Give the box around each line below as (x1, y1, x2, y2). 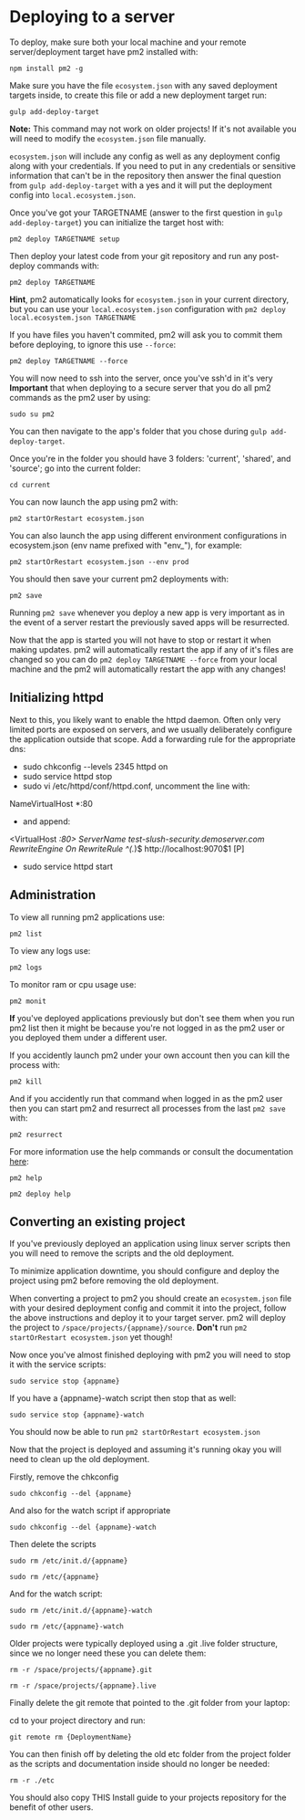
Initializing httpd (9, 690, 105, 706)
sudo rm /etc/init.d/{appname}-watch (9, 1606, 153, 1616)
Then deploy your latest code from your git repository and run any (9, 250, 258, 261)
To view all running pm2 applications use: (9, 911, 166, 923)
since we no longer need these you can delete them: (9, 1647, 207, 1658)
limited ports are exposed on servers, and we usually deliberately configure (9, 724, 293, 735)
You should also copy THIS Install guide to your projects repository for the (9, 1792, 287, 1804)
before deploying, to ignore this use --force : (9, 339, 177, 350)
